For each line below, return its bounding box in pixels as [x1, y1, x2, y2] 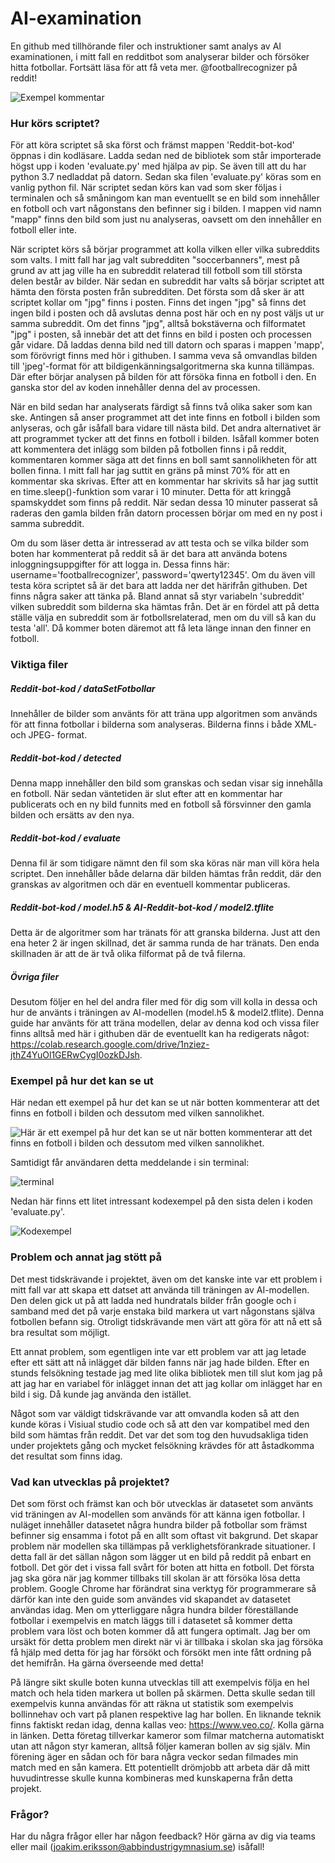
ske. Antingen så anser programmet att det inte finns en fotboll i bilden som [10, 412, 321, 424]
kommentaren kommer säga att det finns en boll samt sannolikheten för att [10, 454, 317, 466]
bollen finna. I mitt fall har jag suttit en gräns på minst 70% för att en [10, 465, 290, 477]
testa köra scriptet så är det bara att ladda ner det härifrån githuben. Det [10, 580, 308, 592]
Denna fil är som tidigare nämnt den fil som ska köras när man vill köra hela [10, 857, 320, 869]
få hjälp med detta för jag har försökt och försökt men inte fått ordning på [10, 1646, 312, 1658]
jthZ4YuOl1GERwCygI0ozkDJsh [10, 1049, 140, 1061]
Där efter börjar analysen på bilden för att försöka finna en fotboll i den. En [10, 371, 317, 383]
